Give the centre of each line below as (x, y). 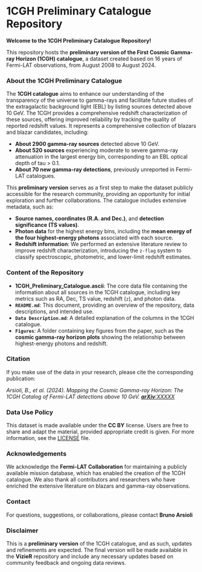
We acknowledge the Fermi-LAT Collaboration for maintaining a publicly (96, 467)
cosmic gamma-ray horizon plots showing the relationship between (100, 337)
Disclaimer (22, 530)
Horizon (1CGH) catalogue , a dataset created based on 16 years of (99, 58)
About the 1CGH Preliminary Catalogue (64, 81)
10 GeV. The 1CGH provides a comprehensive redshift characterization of (97, 113)
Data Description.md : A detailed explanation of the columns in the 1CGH (104, 318)
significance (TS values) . (47, 225)
